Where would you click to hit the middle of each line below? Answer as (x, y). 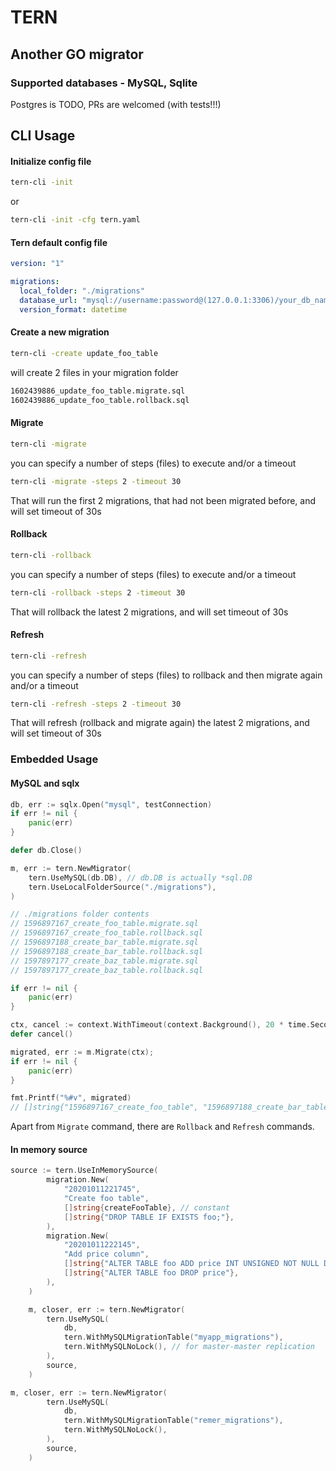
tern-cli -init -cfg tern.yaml (75, 220)
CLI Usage (43, 136)
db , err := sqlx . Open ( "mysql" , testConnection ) (111, 804)
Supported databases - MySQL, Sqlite (104, 83)
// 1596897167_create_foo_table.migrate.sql (104, 924)
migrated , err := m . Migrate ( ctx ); (82, 1052)
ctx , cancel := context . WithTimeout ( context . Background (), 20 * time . (160, 1025)
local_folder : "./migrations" (82, 291)
